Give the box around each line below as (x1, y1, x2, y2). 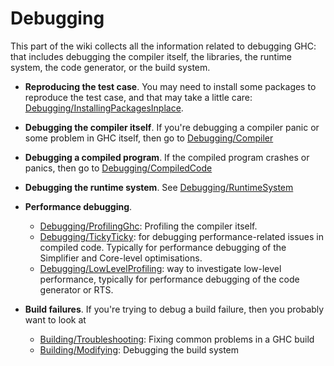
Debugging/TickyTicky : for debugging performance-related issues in (39, 230, 325, 242)
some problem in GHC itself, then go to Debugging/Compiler (24, 132, 274, 144)
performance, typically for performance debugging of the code (39, 273, 300, 285)
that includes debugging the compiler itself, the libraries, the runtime (10, 50, 292, 62)
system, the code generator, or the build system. (10, 61, 211, 73)
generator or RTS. (39, 283, 114, 296)
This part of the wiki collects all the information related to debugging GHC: (10, 40, 317, 52)
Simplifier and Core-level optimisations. (39, 252, 203, 264)
